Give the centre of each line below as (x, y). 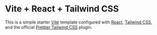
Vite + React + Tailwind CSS (62, 9)
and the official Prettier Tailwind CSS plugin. (49, 27)
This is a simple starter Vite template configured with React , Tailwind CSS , (79, 22)
